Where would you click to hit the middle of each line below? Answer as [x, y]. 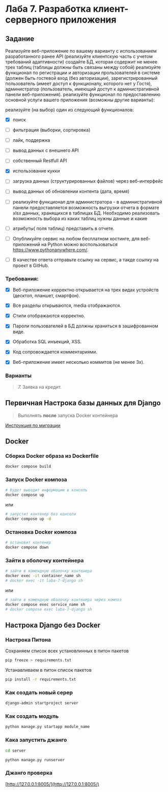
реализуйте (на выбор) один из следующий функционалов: [69, 110]
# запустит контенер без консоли [41, 514]
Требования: [22, 278]
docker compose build [28, 467]
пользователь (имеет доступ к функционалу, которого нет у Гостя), [79, 83]
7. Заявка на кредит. [40, 387]
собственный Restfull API [40, 161]
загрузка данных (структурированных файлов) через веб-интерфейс [88, 181]
